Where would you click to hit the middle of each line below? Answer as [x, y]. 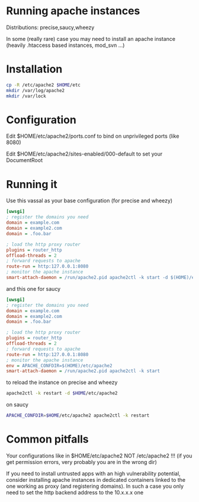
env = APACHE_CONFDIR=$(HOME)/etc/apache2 [59, 366]
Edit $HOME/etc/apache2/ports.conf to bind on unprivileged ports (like [93, 136]
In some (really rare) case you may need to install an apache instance [91, 39]
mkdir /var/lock [26, 96]
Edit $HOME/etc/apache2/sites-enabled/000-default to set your [84, 154]
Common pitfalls [47, 439]
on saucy [17, 405]
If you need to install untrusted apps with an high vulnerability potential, [93, 474]
